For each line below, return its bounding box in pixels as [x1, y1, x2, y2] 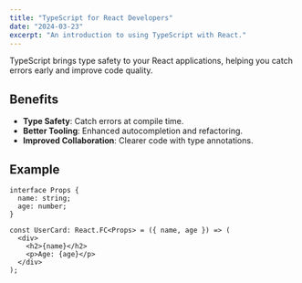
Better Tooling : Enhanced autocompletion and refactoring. [22, 125, 244, 137]
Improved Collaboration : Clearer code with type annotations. [22, 135, 254, 146]
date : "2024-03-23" [9, 22, 84, 31]
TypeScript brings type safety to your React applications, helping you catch [9, 56, 294, 67]
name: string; [17, 194, 71, 203]
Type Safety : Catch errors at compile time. [22, 116, 184, 127]
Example [9, 162, 60, 177]
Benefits [9, 91, 59, 107]
